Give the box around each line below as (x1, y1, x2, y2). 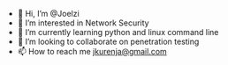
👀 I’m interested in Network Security (17, 18, 149, 28)
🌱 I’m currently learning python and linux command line (17, 27, 219, 37)
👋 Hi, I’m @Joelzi (17, 9, 80, 18)
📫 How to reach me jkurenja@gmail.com (17, 47, 168, 56)
